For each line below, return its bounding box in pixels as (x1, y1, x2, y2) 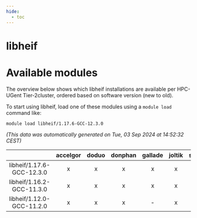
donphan (111, 151, 137, 159)
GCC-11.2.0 (12, 202, 47, 210)
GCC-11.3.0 (12, 185, 47, 193)
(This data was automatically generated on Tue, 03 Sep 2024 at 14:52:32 (6, 131, 184, 138)
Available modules (6, 66, 98, 79)
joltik (169, 151, 184, 159)
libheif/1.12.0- (9, 195, 50, 203)
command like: (6, 109, 42, 116)
